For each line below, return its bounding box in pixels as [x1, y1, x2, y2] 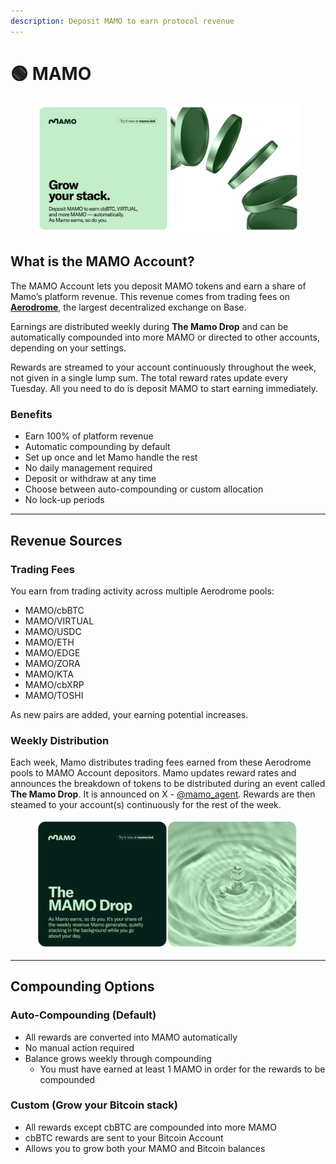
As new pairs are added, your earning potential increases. [10, 708, 249, 720]
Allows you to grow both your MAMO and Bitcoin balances [24, 1142, 266, 1154]
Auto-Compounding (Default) [10, 1008, 157, 1022]
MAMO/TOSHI [24, 689, 84, 701]
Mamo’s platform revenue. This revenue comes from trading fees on [10, 290, 290, 302]
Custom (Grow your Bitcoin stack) [10, 1098, 178, 1112]
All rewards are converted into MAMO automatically [24, 1031, 238, 1043]
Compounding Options [10, 978, 155, 995]
